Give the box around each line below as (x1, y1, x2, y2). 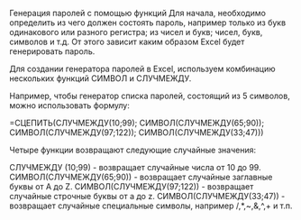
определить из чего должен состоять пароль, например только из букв (9, 17, 287, 28)
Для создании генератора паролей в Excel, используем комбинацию (9, 63, 277, 74)
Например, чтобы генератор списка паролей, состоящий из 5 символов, (9, 90, 290, 101)
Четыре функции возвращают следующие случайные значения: (9, 144, 257, 155)
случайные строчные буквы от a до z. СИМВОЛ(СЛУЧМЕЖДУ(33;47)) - (9, 191, 286, 201)
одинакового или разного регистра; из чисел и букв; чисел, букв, (9, 27, 263, 37)
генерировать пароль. (9, 46, 96, 57)
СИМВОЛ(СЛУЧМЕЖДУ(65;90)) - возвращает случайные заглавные (9, 171, 273, 182)
